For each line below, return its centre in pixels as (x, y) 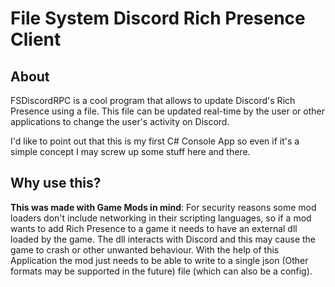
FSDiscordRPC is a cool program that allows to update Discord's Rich (153, 100)
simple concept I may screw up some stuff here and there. (130, 151)
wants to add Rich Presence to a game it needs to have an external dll (154, 228)
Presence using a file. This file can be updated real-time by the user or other (167, 111)
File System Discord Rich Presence (158, 18)
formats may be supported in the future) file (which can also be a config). (161, 271)
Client (36, 39)
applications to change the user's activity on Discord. (120, 121)
